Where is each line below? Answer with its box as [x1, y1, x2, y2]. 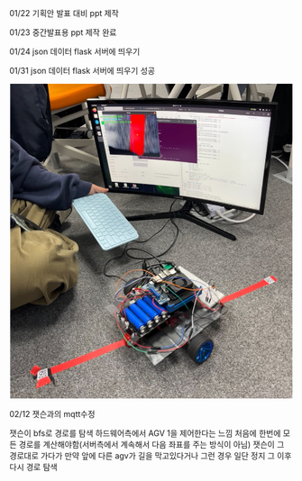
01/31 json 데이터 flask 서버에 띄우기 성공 [9, 66, 156, 76]
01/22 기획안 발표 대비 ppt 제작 [9, 8, 119, 18]
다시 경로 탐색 [9, 462, 59, 473]
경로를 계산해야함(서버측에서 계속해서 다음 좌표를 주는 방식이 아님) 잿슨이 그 [18, 440, 285, 450]
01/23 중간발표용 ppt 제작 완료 [9, 27, 117, 38]
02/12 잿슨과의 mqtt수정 [9, 409, 96, 420]
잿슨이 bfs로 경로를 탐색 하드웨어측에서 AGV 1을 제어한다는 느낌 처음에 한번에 [9, 428, 281, 439]
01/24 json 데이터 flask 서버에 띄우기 [9, 46, 141, 57]
